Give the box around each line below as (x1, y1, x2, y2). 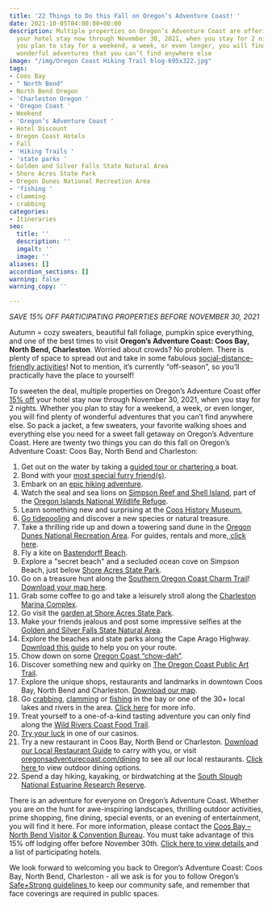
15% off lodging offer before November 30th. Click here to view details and (9, 839, 259, 849)
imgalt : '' (16, 245, 53, 253)
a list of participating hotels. (9, 847, 102, 857)
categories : (9, 207, 49, 215)
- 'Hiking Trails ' (9, 147, 75, 155)
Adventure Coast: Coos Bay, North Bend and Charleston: (9, 447, 199, 456)
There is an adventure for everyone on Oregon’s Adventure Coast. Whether (9, 796, 259, 806)
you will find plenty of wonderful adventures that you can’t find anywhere (9, 412, 253, 421)
